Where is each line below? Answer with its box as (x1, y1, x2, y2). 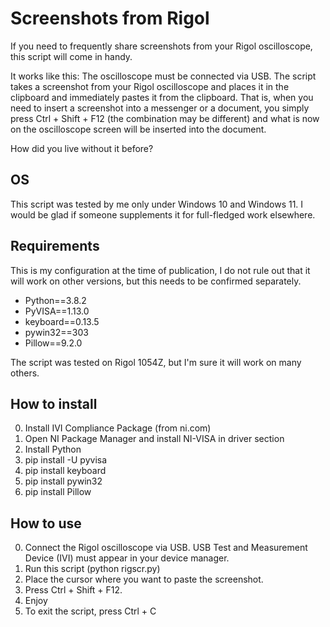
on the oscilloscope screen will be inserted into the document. (10, 123, 267, 135)
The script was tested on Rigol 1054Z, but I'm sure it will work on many (10, 356, 302, 368)
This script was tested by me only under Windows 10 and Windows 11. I (10, 198, 304, 210)
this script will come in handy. (10, 50, 133, 62)
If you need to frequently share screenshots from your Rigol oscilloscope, (10, 40, 313, 52)
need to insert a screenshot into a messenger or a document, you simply (10, 102, 310, 114)
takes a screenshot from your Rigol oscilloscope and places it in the (10, 80, 290, 92)
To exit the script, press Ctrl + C (24, 605, 157, 617)
